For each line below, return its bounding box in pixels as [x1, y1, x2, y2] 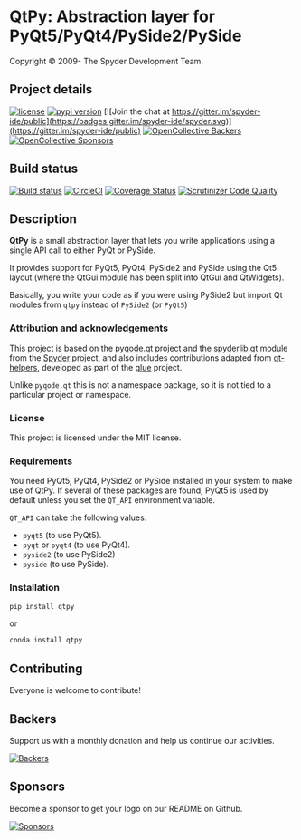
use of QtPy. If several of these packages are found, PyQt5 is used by [9, 485, 269, 496]
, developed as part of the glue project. [37, 362, 183, 372]
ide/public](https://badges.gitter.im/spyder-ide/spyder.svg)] [9, 115, 232, 126]
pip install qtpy [9, 602, 75, 611]
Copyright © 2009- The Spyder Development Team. [9, 55, 203, 66]
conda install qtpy [9, 636, 83, 645]
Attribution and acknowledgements [9, 322, 169, 334]
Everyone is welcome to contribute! [9, 685, 142, 696]
